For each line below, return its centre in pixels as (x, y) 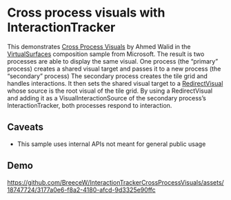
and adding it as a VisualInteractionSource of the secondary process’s (107, 98)
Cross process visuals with (86, 13)
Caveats (25, 127)
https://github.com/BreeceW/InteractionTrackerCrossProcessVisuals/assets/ (115, 182)
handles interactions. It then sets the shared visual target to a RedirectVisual (115, 83)
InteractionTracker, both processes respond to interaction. (90, 105)
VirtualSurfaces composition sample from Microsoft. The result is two (106, 54)
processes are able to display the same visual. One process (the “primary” (113, 61)
